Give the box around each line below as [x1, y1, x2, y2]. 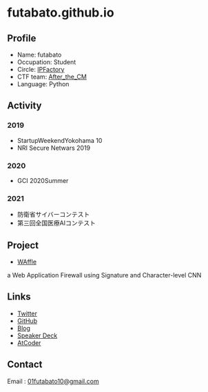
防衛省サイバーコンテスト [17, 210, 90, 219]
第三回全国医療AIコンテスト [17, 219, 96, 227]
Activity [7, 100, 43, 112]
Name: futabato [17, 50, 62, 59]
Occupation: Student [17, 58, 76, 66]
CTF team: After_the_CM [17, 72, 87, 81]
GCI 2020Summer [17, 176, 69, 184]
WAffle [17, 257, 37, 266]
